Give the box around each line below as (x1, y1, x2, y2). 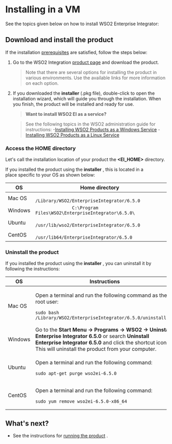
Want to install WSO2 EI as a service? (25, 111, 106, 117)
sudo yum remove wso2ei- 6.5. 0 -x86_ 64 (35, 399, 127, 404)
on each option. (25, 80, 59, 86)
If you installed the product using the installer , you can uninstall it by (5, 260, 152, 267)
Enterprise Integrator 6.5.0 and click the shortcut (35, 339, 155, 346)
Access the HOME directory (5, 145, 76, 152)
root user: (35, 298, 59, 306)
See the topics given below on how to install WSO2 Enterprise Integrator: (5, 21, 159, 27)
